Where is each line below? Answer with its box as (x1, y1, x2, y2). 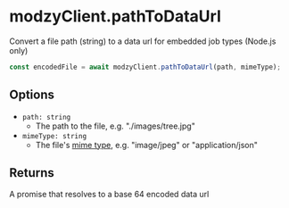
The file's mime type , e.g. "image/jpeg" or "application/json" (35, 139, 259, 150)
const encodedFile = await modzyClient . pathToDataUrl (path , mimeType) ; (9, 62, 281, 71)
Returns (9, 165, 55, 180)
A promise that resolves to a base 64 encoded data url (9, 189, 210, 200)
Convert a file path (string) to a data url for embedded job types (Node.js (9, 36, 277, 46)
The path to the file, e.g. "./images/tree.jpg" (35, 121, 196, 131)
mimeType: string (21, 131, 87, 140)
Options (9, 87, 55, 103)
